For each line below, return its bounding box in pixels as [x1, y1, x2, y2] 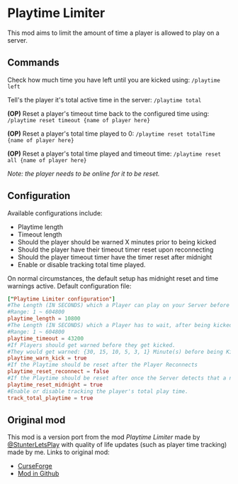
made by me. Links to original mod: [7, 448, 110, 456]
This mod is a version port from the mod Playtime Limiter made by [7, 433, 200, 441]
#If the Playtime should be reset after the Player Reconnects [7, 361, 198, 369]
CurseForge [17, 462, 53, 470]
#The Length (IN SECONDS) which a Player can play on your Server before [7, 302, 230, 309]
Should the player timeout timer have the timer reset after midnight [17, 252, 212, 261]
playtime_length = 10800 [7, 315, 81, 323]
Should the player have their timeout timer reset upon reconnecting [17, 245, 214, 254]
